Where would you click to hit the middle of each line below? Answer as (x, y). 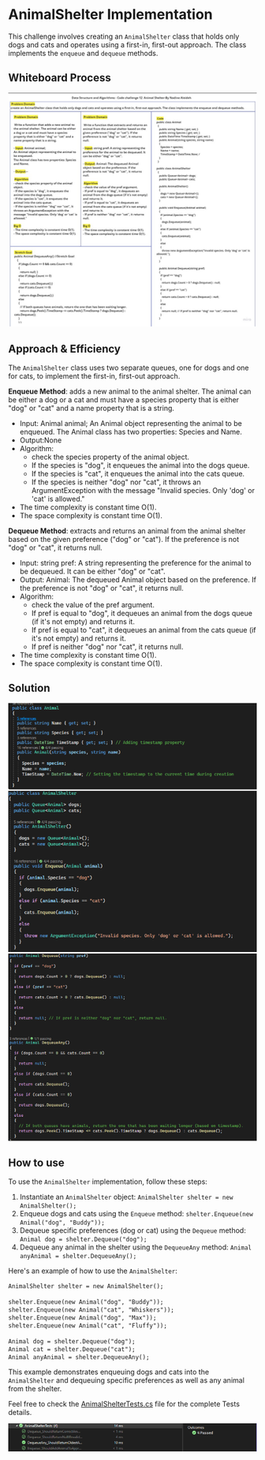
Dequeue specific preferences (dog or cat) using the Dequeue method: (132, 1230)
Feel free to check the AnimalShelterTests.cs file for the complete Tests (124, 1404)
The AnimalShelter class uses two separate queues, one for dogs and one (129, 368)
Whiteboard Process (60, 78)
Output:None (41, 440)
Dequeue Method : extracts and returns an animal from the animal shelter (127, 531)
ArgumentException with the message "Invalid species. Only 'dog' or (143, 491)
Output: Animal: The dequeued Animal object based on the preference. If (138, 580)
